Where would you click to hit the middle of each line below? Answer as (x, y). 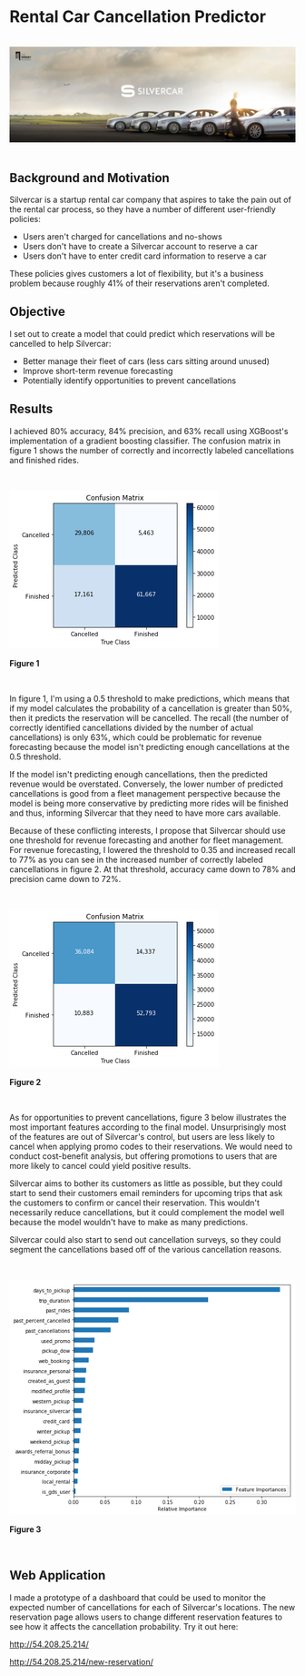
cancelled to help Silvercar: (60, 343)
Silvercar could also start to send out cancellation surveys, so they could (145, 1239)
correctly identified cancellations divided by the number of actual (132, 727)
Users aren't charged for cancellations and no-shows (122, 237)
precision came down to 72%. (65, 879)
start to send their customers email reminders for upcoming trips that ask (146, 1193)
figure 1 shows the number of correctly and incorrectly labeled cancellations (152, 450)
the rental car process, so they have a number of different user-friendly (143, 209)
